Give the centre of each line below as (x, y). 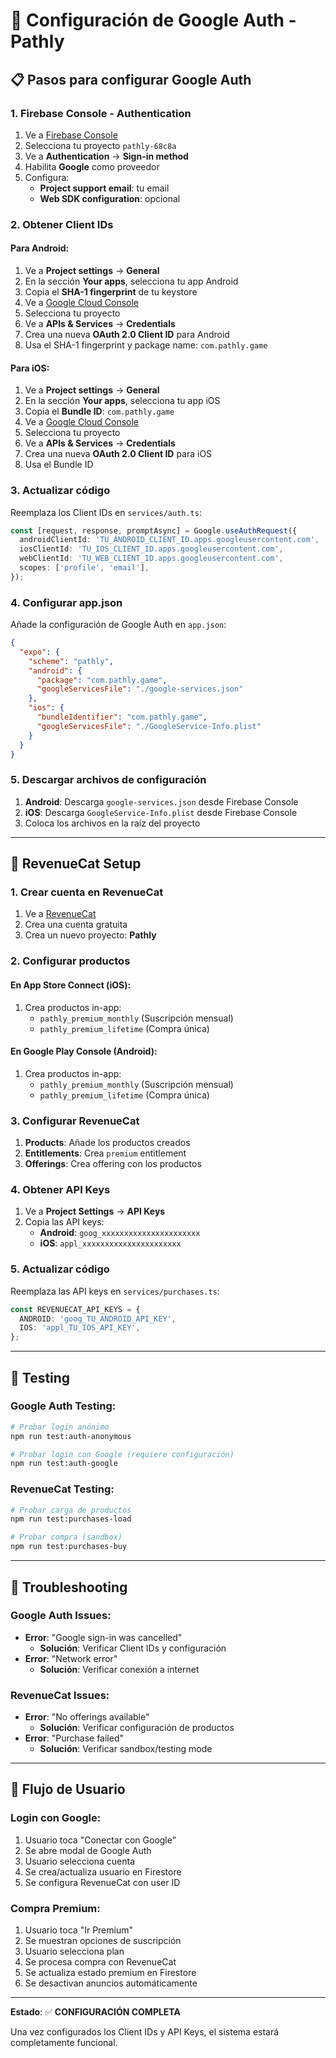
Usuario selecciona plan (74, 1951)
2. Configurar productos (70, 961)
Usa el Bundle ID (59, 465)
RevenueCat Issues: (60, 1695)
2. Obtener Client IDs (62, 224)
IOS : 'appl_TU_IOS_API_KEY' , (80, 1328)
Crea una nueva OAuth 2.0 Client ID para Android (127, 334)
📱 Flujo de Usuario (68, 1789)
